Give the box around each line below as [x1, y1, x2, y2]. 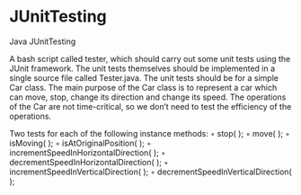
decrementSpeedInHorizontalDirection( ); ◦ [9, 156, 169, 167]
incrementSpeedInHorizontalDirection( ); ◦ [9, 146, 166, 158]
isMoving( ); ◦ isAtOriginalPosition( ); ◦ [9, 137, 152, 148]
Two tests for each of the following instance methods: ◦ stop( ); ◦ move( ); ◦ [9, 128, 290, 138]
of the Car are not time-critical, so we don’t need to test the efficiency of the [9, 101, 292, 111]
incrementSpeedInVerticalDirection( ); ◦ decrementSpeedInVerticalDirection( [9, 166, 292, 177]
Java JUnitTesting [9, 36, 76, 47]
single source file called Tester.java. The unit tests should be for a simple [9, 72, 279, 83]
